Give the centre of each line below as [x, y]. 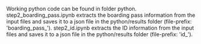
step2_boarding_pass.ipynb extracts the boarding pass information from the [101, 15]
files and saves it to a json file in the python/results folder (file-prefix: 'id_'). [100, 34]
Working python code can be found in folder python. [72, 9]
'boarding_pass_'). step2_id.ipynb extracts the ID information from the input [100, 28]
